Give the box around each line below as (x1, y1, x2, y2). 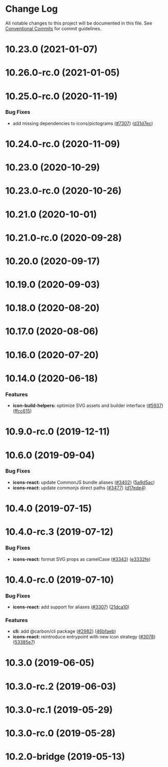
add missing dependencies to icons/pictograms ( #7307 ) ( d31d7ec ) (12, 120, 153, 126)
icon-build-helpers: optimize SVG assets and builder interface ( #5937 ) (12, 403, 164, 409)
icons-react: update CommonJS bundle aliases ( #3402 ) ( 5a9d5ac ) (12, 479, 155, 485)
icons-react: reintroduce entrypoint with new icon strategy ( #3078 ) (12, 634, 156, 640)
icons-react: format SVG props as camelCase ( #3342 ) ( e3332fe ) (12, 556, 151, 562)
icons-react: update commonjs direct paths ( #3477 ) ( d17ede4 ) (12, 485, 146, 491)
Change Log (5, 3, 58, 15)
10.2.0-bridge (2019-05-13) (5, 751, 125, 762)
